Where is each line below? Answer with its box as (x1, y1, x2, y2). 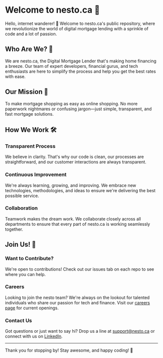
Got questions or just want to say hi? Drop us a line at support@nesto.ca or (5, 328, 155, 334)
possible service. (5, 193, 39, 199)
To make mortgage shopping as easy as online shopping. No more (5, 100, 138, 106)
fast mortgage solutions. (5, 111, 54, 117)
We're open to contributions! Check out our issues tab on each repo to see (5, 266, 154, 272)
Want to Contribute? (5, 255, 54, 262)
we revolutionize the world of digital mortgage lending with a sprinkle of (5, 25, 149, 31)
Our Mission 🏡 (5, 88, 49, 96)
